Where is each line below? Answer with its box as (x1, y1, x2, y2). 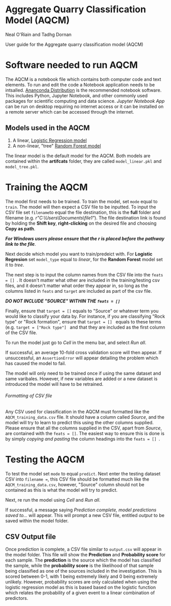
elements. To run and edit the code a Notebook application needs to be (5, 81, 155, 88)
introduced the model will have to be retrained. (5, 381, 104, 387)
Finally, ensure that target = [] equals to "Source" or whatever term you (5, 308, 159, 314)
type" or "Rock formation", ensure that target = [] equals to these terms (5, 318, 162, 324)
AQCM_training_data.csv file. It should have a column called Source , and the (5, 414, 165, 420)
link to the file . (5, 241, 36, 247)
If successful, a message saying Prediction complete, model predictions (5, 507, 157, 513)
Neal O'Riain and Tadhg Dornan (5, 31, 72, 37)
